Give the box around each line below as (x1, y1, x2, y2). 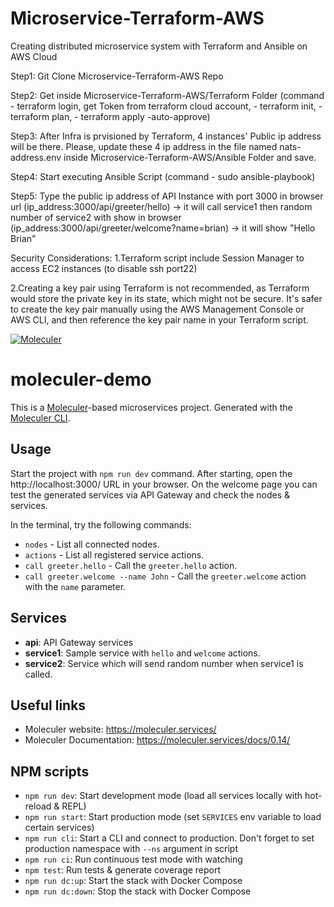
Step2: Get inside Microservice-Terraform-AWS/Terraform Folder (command (10, 89, 325, 101)
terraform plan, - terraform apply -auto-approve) (10, 110, 211, 122)
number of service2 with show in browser (10, 211, 182, 223)
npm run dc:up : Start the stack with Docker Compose (24, 875, 243, 887)
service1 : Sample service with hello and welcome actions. (24, 647, 261, 659)
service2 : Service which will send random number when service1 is (24, 657, 304, 669)
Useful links (10, 697, 87, 714)
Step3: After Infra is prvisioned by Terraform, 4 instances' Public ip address (10, 130, 322, 142)
